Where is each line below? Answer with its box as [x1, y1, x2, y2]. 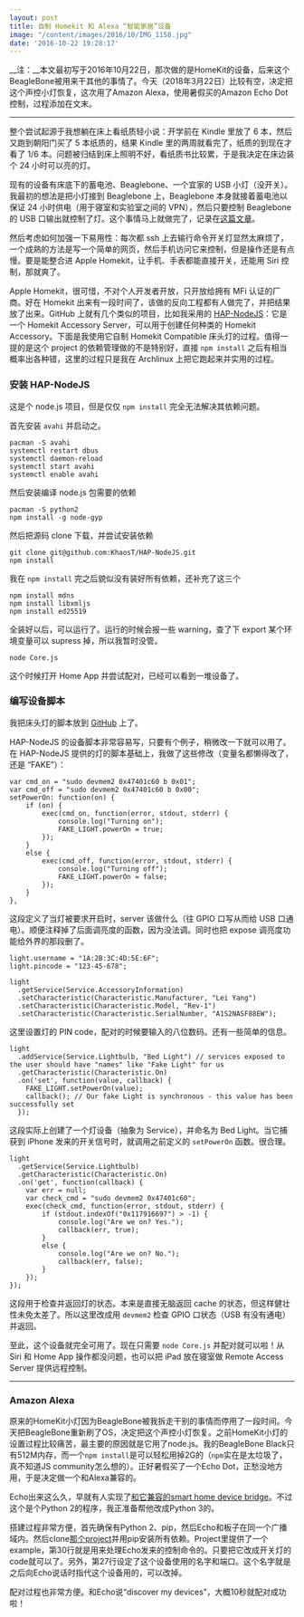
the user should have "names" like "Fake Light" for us [9, 1060, 224, 1069]
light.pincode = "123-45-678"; [9, 962, 128, 971]
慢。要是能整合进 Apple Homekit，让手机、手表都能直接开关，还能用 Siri [9, 255, 280, 266]
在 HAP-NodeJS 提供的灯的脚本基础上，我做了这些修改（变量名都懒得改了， [9, 748, 294, 759]
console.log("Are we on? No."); [57, 1249, 180, 1258]
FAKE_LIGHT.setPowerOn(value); [25, 1084, 144, 1093]
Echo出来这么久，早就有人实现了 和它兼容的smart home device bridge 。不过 [9, 1491, 293, 1503]
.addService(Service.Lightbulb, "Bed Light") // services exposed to [17, 1052, 285, 1061]
